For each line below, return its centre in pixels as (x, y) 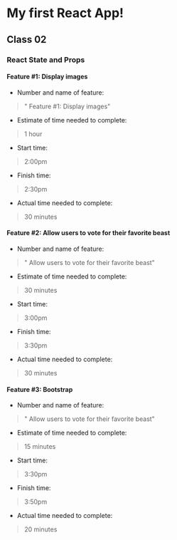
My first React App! (65, 13)
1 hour (33, 134)
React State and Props (46, 60)
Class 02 (27, 40)
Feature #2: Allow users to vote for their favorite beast (88, 233)
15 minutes (40, 447)
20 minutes (41, 529)
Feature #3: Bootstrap (40, 389)
